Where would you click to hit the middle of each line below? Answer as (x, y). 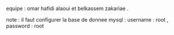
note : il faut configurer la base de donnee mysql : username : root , (87, 20)
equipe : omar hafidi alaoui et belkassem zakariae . (67, 8)
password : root (25, 26)
